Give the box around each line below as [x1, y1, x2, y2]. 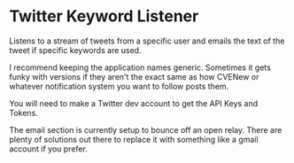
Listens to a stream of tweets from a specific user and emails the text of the [9, 35, 285, 46]
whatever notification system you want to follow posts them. [9, 81, 229, 91]
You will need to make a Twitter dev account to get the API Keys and [9, 97, 259, 108]
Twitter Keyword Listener [9, 6, 199, 27]
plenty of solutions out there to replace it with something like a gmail [9, 134, 259, 144]
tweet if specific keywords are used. [9, 44, 142, 55]
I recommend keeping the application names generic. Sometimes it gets [9, 62, 272, 73]
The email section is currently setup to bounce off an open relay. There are [9, 124, 282, 135]
